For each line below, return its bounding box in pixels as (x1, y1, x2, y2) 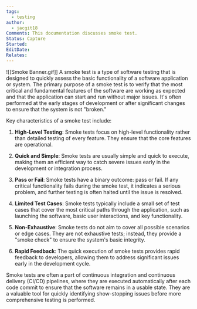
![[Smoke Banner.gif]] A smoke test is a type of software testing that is (6, 68, 176, 75)
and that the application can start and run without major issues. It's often (6, 93, 182, 100)
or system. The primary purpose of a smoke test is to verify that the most (6, 80, 183, 88)
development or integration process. (14, 165, 103, 172)
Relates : (6, 52, 28, 58)
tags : (6, 8, 19, 15)
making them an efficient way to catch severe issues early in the (14, 158, 170, 165)
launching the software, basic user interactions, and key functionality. (14, 212, 183, 219)
